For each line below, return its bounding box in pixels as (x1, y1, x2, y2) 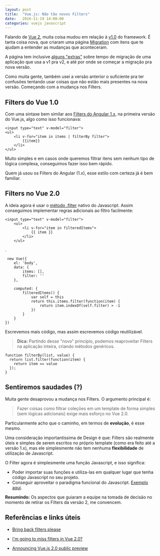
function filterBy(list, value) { (5, 353, 75, 358)
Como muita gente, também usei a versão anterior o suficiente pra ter (5, 74, 144, 79)
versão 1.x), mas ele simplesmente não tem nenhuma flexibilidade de (5, 445, 144, 451)
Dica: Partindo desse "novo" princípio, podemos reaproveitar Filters (16, 338, 153, 344)
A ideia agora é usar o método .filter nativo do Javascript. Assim (5, 202, 133, 208)
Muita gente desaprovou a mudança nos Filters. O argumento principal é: (5, 396, 151, 402)
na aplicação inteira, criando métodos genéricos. (16, 343, 115, 349)
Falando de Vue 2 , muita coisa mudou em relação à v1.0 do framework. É (5, 34, 151, 40)
